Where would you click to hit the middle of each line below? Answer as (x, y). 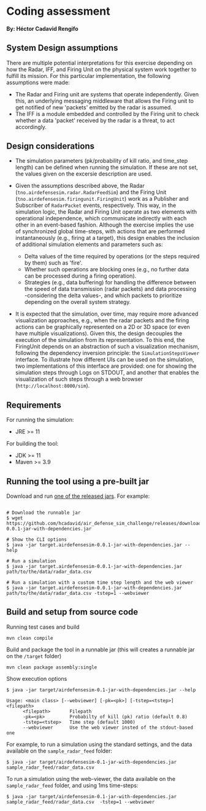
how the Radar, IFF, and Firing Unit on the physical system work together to (101, 69)
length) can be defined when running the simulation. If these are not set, (106, 168)
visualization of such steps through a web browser (79, 379)
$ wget (15, 518)
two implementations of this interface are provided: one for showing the (106, 366)
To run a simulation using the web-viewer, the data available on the (91, 778)
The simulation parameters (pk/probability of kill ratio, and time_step (101, 161)
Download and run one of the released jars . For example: (78, 496)
